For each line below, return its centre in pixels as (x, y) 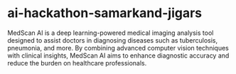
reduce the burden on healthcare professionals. (77, 63)
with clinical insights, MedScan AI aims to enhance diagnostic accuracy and (118, 55)
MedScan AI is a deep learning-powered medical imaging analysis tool (111, 33)
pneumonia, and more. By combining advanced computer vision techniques (118, 48)
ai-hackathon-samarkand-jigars (105, 13)
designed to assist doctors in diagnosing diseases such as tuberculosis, (113, 40)
